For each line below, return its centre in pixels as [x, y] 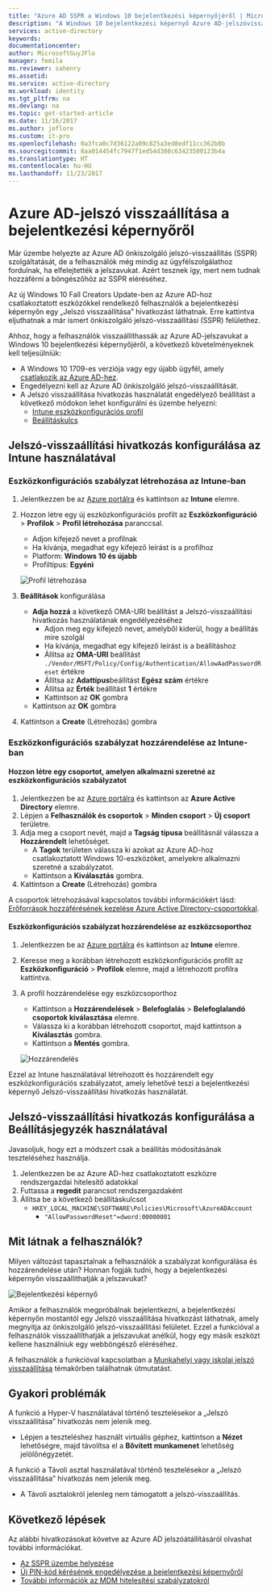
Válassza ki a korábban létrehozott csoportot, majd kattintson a [137, 1026]
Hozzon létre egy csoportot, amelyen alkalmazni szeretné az [112, 771]
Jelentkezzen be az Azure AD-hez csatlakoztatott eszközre [119, 1173]
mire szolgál [64, 637]
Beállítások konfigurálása [63, 595]
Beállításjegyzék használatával [88, 1130]
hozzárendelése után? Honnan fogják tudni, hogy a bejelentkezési [118, 1270]
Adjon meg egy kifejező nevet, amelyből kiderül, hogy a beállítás [151, 628]
